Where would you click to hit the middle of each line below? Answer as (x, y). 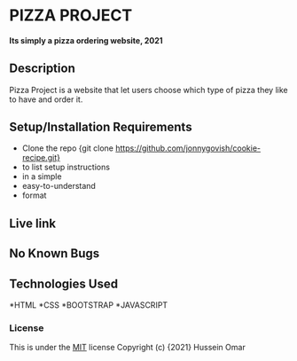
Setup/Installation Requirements (101, 126)
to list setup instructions (66, 167)
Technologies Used (63, 283)
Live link (32, 223)
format (34, 195)
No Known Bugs (55, 254)
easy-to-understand (59, 186)
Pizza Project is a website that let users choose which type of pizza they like (148, 90)
